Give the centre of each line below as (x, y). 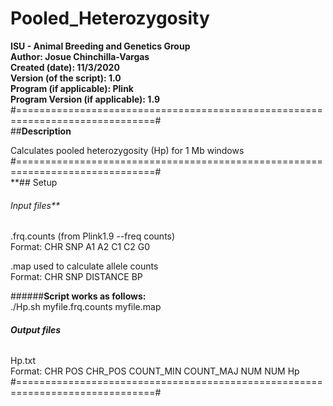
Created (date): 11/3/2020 (65, 67)
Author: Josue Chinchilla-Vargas (80, 56)
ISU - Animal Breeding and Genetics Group (100, 46)
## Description (41, 131)
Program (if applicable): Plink (72, 88)
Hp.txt (23, 361)
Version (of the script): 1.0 (66, 78)
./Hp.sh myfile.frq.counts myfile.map (86, 307)
